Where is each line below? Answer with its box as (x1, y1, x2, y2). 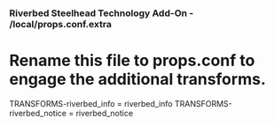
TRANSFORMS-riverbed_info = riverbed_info (9, 98, 173, 108)
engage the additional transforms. (9, 70, 266, 90)
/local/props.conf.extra (9, 18, 113, 30)
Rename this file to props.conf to (9, 51, 255, 70)
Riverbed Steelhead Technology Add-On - (9, 7, 194, 19)
